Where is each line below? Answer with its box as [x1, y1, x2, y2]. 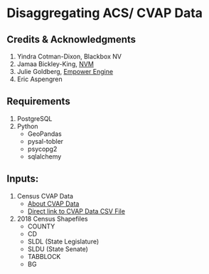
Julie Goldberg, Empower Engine [16, 68, 114, 75]
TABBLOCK [27, 252, 61, 260]
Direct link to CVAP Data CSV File [27, 206, 126, 215]
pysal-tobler [27, 137, 64, 145]
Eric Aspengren [16, 75, 63, 83]
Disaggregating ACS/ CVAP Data [6, 5, 203, 21]
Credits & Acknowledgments [6, 33, 136, 46]
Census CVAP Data [16, 191, 74, 200]
